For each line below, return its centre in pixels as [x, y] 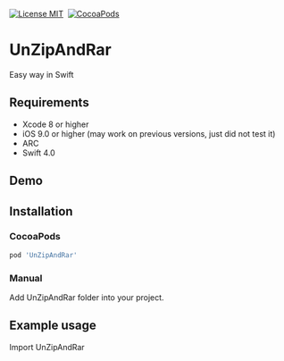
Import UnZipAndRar [47, 347]
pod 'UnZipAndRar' [43, 255]
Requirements [49, 103]
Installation [41, 211]
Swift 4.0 [38, 153]
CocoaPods [35, 237]
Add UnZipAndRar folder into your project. [87, 298]
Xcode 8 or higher [55, 124]
